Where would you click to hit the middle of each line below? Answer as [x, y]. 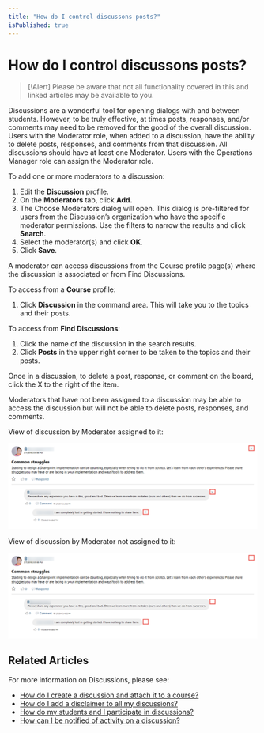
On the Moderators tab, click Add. [76, 200]
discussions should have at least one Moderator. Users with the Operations [130, 153]
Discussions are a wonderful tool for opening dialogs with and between [124, 111]
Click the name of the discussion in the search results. [108, 344]
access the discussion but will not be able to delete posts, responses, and [128, 408]
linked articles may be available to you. [91, 96]
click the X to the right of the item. [64, 384]
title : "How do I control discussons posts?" [84, 17]
